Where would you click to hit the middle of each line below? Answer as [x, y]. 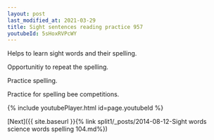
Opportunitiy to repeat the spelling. [58, 67]
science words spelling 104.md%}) [57, 129]
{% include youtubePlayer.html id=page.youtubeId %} [86, 108]
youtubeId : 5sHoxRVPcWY [42, 33]
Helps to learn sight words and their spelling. [72, 53]
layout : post [26, 14]
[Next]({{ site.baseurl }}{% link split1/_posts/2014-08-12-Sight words [107, 122]
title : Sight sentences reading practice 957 [75, 27]
